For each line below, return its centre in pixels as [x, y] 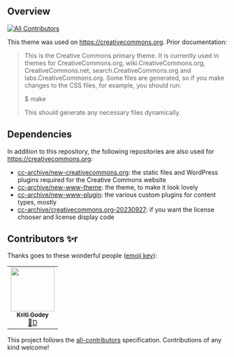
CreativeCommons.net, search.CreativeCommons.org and [108, 70]
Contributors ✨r [43, 239]
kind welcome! [28, 348]
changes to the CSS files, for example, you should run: [103, 85]
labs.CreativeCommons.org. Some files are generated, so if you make [124, 78]
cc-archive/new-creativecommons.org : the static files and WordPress [118, 172]
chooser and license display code [66, 217]
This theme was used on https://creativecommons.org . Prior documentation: [117, 42]
